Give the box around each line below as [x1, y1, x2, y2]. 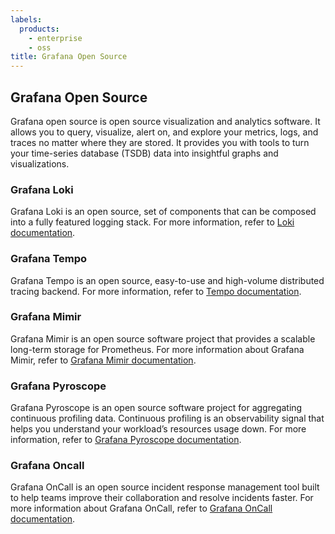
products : [19, 24, 60, 34]
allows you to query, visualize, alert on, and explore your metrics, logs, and [10, 126, 319, 138]
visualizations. [10, 157, 70, 170]
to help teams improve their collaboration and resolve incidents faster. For [10, 492, 314, 504]
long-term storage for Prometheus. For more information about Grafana [10, 343, 305, 355]
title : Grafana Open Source [10, 52, 128, 62]
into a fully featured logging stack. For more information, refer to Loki [10, 216, 295, 228]
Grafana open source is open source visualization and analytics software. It [10, 115, 321, 127]
